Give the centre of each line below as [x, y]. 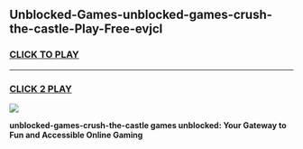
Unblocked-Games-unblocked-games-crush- [141, 15]
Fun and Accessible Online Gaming [76, 135]
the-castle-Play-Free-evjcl [86, 29]
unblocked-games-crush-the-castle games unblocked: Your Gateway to [148, 125]
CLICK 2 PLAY [41, 88]
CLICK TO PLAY [44, 55]
